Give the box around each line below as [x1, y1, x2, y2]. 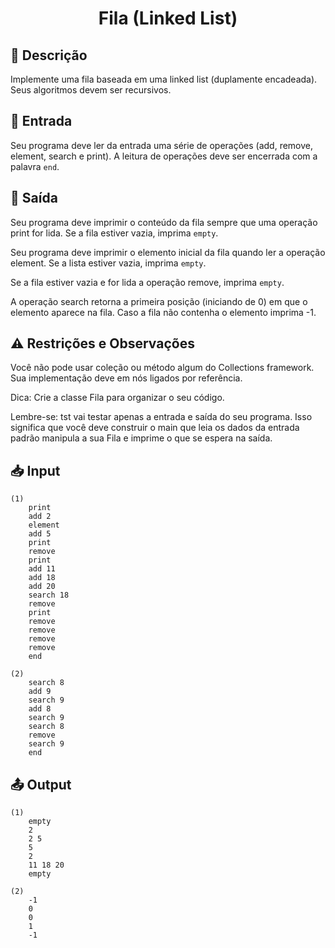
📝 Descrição [10, 47, 88, 64]
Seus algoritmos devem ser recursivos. [10, 84, 172, 96]
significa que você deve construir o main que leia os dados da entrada [10, 422, 300, 434]
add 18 [28, 573, 56, 583]
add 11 [28, 564, 56, 574]
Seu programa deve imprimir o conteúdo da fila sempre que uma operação [10, 216, 318, 228]
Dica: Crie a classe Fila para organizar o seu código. [10, 392, 225, 404]
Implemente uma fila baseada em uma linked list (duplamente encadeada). [10, 73, 318, 85]
